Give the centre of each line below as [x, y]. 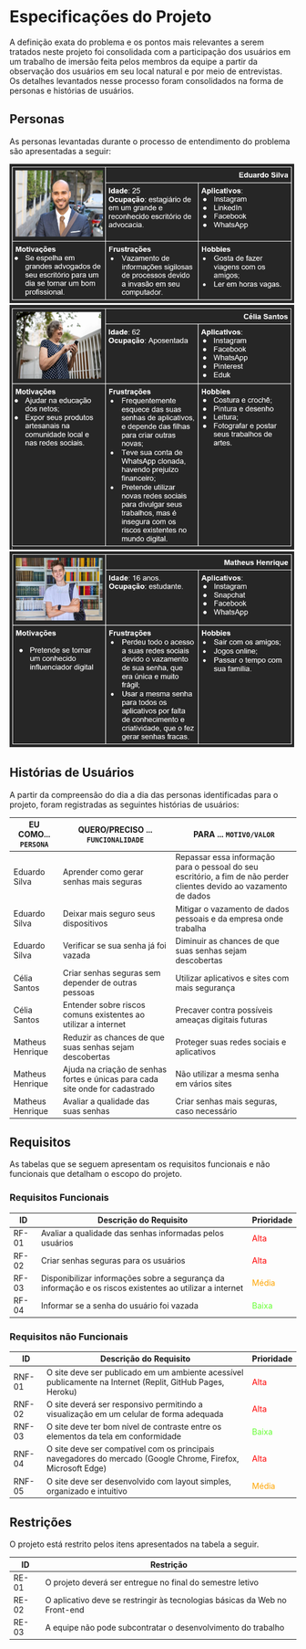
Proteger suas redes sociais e [231, 1042]
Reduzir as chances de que [114, 1037]
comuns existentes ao [104, 1014]
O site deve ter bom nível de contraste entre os [134, 1427]
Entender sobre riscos [104, 1005]
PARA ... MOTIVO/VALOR [234, 835]
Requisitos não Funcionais [69, 1337]
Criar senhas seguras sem [112, 973]
